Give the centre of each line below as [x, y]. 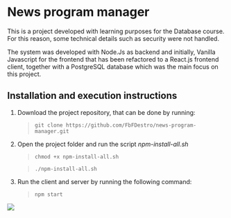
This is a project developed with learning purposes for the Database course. [116, 31]
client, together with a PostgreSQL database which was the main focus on [113, 66]
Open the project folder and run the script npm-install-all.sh [103, 144]
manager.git [52, 131]
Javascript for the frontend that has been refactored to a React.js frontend [113, 59]
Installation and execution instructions [92, 96]
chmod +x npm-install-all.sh [77, 156]
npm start [49, 194]
